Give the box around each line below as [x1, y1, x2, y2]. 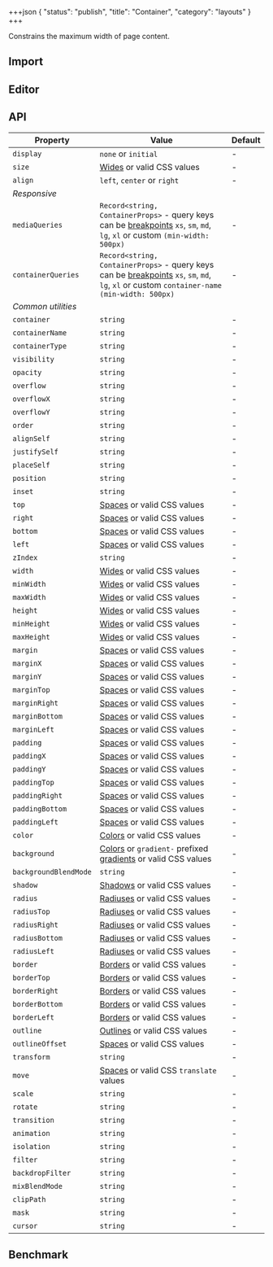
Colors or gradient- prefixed [99, 842, 209, 854]
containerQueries [12, 270, 80, 279]
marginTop [12, 685, 50, 694]
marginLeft [12, 724, 54, 734]
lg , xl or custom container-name [99, 279, 222, 291]
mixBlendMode [12, 1182, 63, 1191]
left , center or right [99, 174, 180, 186]
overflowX [12, 394, 50, 404]
